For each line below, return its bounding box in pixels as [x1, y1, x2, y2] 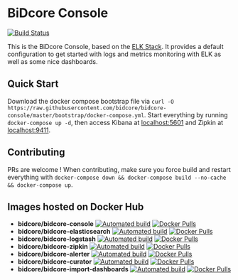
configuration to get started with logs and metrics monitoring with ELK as [7, 50, 222, 58]
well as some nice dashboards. [7, 57, 98, 65]
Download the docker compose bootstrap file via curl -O [7, 97, 174, 105]
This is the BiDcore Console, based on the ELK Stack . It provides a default [7, 42, 224, 50]
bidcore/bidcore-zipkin [17, 242, 88, 251]
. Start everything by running [144, 110, 228, 119]
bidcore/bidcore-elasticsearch [17, 227, 111, 236]
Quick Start [7, 78, 59, 90]
